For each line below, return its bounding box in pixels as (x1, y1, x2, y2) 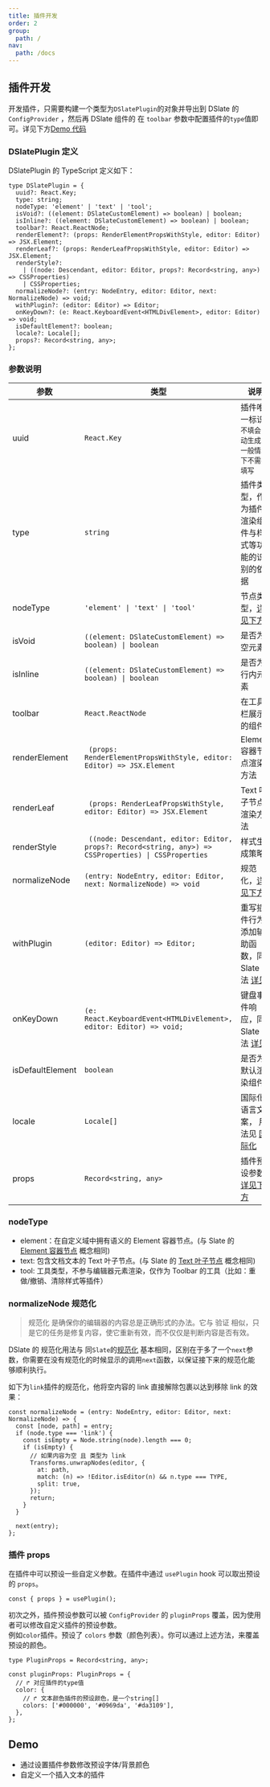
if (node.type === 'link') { (15, 1429, 113, 1437)
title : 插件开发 (8, 11, 58, 20)
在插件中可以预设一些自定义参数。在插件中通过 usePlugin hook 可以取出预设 (8, 1569, 261, 1579)
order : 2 (8, 19, 38, 27)
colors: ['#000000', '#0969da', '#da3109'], (22, 1702, 174, 1710)
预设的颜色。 (8, 1641, 51, 1650)
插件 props (8, 1549, 51, 1560)
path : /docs (15, 49, 56, 57)
